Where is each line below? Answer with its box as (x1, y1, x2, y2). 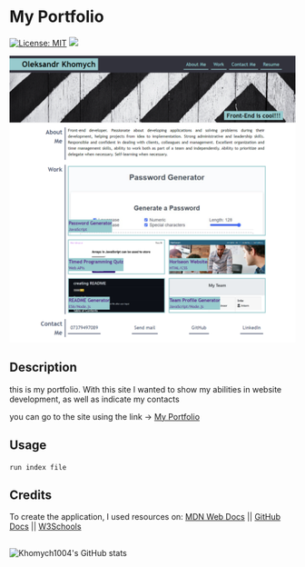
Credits (9, 487, 53, 502)
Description (9, 360, 77, 375)
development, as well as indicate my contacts (9, 393, 180, 404)
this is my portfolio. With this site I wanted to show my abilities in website (9, 383, 282, 394)
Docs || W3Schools (9, 521, 82, 532)
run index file (9, 463, 67, 472)
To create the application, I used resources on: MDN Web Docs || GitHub (9, 512, 281, 522)
